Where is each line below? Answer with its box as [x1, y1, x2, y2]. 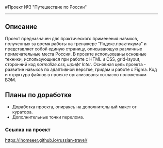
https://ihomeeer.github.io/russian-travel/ [5, 137, 88, 143]
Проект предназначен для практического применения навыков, [5, 35, 139, 41]
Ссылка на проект [5, 126, 51, 133]
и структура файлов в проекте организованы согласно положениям [5, 71, 147, 77]
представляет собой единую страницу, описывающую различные [5, 46, 142, 51]
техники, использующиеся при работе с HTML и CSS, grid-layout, [5, 56, 141, 62]
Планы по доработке [5, 91, 72, 99]
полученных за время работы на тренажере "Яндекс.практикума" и [5, 41, 147, 47]
